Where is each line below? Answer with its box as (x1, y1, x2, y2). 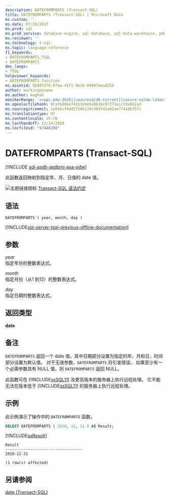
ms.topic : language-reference (5, 45, 69, 50)
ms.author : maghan (5, 92, 44, 97)
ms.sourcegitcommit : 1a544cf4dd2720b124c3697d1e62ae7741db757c (5, 107, 142, 112)
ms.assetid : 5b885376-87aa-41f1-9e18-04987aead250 (5, 83, 114, 88)
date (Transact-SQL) (5, 489, 48, 495)
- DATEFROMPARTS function (5, 78, 60, 83)
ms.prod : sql (5, 26, 33, 31)
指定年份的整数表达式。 (5, 260, 54, 266)
